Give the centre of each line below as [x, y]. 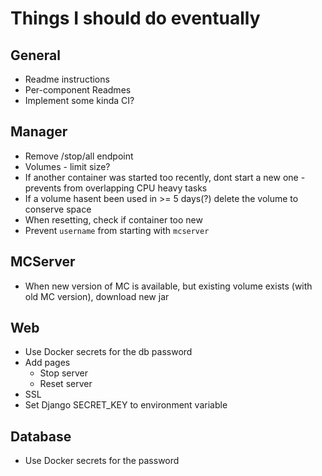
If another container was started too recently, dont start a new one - [165, 177]
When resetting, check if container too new [113, 219]
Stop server [63, 373]
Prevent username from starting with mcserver [117, 230]
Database [41, 436]
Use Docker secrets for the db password [108, 352]
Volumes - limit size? [67, 166]
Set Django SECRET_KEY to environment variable [126, 405]
